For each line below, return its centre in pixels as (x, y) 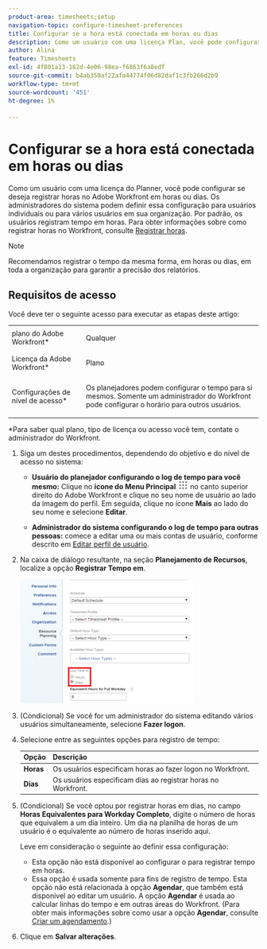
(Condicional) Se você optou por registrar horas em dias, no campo (130, 806)
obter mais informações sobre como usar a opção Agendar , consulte (145, 913)
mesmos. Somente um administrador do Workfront (169, 396)
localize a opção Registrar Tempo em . (82, 568)
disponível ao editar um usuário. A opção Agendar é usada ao (133, 896)
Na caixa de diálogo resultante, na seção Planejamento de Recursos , (133, 559)
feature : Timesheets (43, 59)
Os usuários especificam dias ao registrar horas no (136, 780)
